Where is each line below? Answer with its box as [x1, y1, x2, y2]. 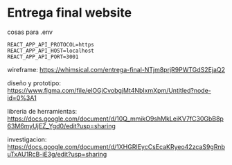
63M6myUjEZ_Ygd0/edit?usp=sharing [7, 121, 116, 130]
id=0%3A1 [7, 94, 37, 102]
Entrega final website [7, 5, 132, 21]
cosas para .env [7, 28, 53, 36]
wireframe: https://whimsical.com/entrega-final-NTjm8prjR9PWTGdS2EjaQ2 [7, 65, 226, 73]
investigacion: [7, 135, 47, 144]
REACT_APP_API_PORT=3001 [7, 53, 79, 60]
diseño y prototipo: [7, 78, 61, 87]
